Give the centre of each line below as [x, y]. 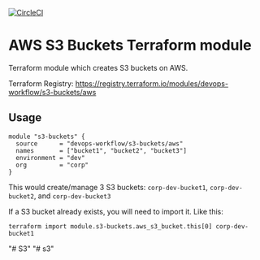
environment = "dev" [50, 158]
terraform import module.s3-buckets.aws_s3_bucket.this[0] [110, 226]
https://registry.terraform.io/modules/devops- [152, 83]
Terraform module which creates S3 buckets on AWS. [98, 67]
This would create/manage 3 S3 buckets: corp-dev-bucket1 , [108, 187]
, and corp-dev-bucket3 [72, 196]
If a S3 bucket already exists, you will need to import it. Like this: [116, 211]
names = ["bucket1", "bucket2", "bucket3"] [101, 150]
